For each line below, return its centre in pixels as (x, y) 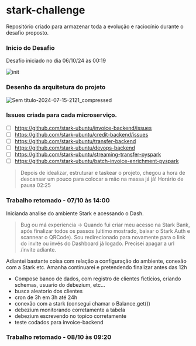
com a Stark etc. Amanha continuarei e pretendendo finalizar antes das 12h (97, 267)
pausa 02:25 (36, 185)
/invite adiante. (38, 249)
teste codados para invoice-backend (59, 322)
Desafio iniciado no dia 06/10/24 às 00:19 (56, 61)
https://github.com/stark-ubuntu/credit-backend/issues (81, 134)
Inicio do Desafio (30, 48)
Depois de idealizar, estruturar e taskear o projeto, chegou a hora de (103, 173)
